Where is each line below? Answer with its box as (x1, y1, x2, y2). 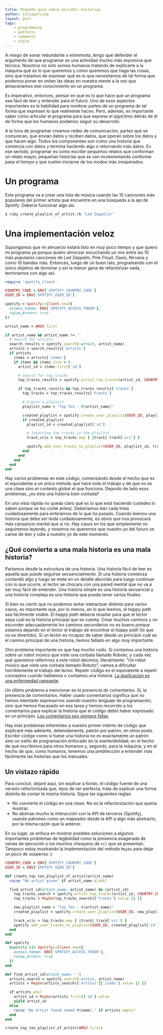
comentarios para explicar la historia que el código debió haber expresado (5, 708, 154, 714)
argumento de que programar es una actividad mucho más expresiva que (5, 57, 152, 63)
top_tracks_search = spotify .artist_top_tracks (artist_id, (14, 892, 136, 896)
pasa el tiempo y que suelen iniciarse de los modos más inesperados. (5, 159, 144, 164)
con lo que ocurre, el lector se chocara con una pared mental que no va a (5, 582, 152, 588)
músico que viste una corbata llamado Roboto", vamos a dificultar (5, 662, 137, 668)
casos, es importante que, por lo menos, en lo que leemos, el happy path (5, 607, 151, 612)
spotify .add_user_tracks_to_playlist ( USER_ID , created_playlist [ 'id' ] (14, 923, 160, 928)
